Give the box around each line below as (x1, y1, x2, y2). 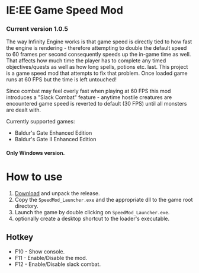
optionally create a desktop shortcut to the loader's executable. (14, 215, 170, 223)
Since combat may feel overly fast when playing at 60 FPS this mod (6, 87, 171, 95)
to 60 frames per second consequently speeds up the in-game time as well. (6, 51, 191, 58)
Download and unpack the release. (14, 190, 100, 197)
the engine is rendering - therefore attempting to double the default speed (6, 45, 187, 52)
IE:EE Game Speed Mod (6, 4, 123, 17)
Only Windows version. (6, 150, 65, 157)
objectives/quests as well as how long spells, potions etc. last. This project (6, 64, 188, 71)
